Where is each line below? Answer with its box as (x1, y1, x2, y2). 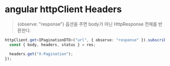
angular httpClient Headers (5, 4, 122, 15)
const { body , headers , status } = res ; (9, 42, 96, 47)
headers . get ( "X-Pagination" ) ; (9, 51, 73, 56)
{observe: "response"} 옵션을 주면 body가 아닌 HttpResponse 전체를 (17, 21, 157, 27)
